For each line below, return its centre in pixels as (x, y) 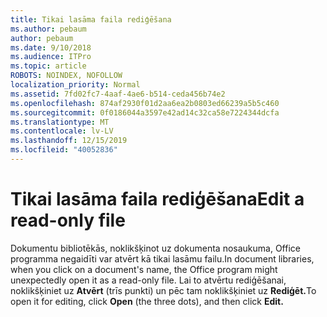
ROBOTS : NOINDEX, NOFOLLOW (66, 76)
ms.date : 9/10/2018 (51, 47)
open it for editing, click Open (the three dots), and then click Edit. (147, 301)
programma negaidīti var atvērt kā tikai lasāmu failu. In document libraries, (162, 258)
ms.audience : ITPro (51, 57)
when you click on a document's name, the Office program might (144, 269)
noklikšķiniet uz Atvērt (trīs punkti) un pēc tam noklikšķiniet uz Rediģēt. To (163, 290)
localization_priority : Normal (75, 85)
